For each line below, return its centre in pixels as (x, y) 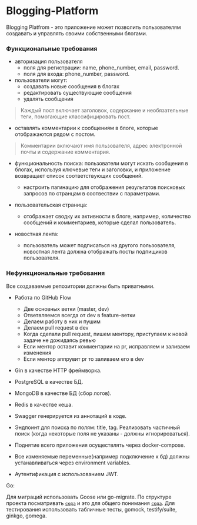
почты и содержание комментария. (65, 152)
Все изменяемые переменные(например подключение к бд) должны (102, 456)
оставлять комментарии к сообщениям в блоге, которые (86, 128)
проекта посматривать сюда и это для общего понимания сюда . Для (91, 503)
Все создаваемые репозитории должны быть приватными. (80, 286)
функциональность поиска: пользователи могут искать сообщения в (101, 164)
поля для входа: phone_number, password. (76, 74)
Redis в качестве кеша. (44, 404)
